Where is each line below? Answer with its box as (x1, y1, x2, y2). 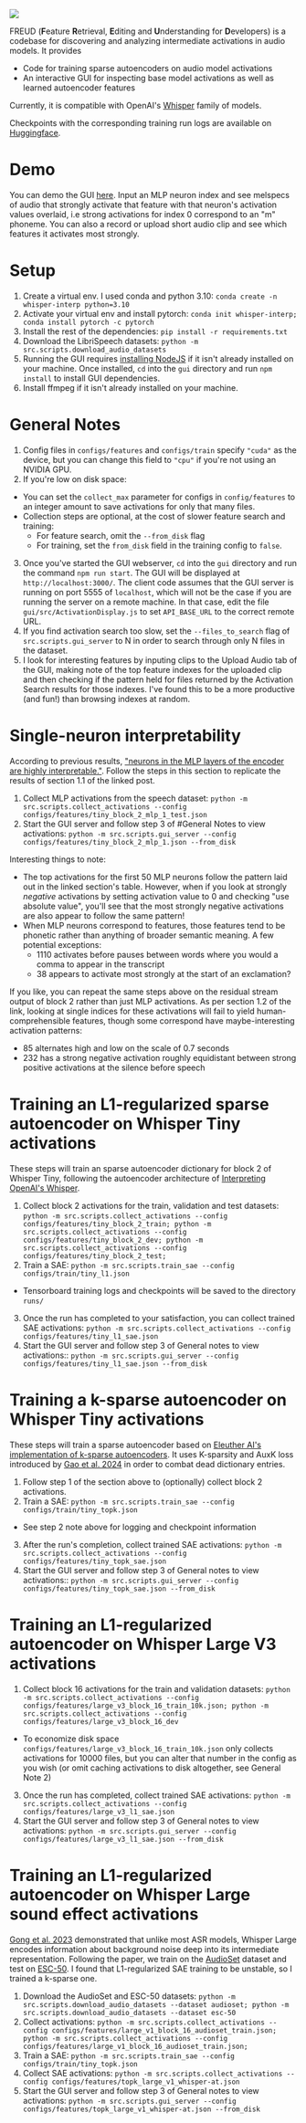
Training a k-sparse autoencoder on (9, 1389, 288, 1410)
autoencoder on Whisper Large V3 (9, 1634, 277, 1655)
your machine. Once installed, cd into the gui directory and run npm (22, 363, 272, 373)
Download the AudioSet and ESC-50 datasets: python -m (22, 1991, 236, 2002)
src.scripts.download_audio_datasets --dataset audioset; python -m (22, 2000, 290, 2009)
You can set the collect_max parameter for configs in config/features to (22, 491, 296, 502)
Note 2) (22, 1771, 52, 1782)
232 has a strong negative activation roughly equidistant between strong (22, 1052, 297, 1063)
